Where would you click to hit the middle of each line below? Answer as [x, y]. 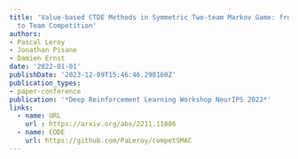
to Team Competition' [57, 26]
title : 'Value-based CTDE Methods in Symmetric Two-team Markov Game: [142, 17]
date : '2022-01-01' [45, 67]
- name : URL [39, 116]
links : [21, 108]
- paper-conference [45, 91]
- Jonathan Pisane [43, 50]
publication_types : [45, 83]
